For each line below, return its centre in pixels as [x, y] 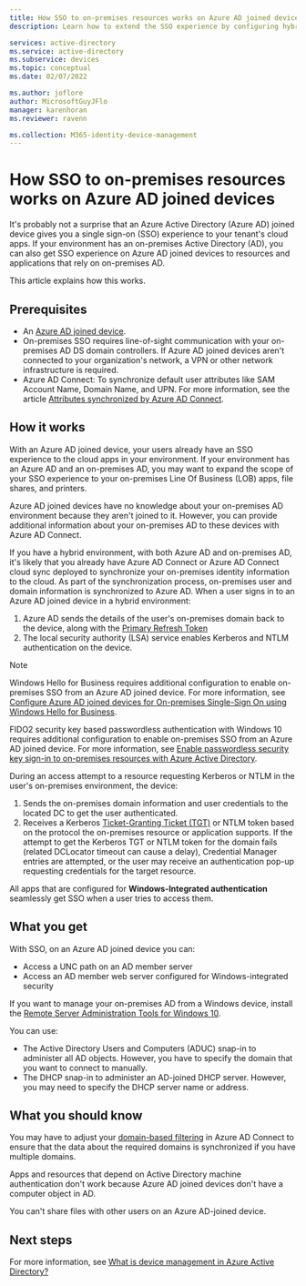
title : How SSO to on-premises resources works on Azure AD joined [140, 18]
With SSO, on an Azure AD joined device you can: [102, 948]
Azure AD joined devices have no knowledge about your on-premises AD [147, 505]
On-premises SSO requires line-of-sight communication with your [146, 341]
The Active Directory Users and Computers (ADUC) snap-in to [139, 1048]
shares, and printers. [48, 488]
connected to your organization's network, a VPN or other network [148, 360]
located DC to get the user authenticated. [100, 813]
